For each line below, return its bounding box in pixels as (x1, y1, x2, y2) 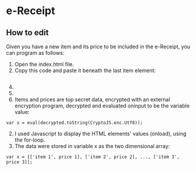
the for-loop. (14, 136, 45, 143)
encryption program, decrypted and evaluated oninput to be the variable (14, 102, 190, 109)
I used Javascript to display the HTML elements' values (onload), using (14, 130, 187, 137)
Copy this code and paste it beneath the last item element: (14, 67, 156, 74)
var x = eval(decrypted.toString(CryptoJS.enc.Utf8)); (6, 120, 143, 126)
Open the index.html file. (14, 61, 75, 68)
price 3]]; (6, 159, 33, 165)
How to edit (6, 28, 49, 38)
